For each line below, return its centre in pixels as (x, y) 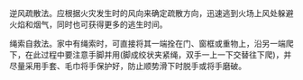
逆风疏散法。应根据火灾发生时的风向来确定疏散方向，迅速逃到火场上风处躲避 (151, 13)
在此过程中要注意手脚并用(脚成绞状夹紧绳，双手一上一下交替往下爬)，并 (158, 55)
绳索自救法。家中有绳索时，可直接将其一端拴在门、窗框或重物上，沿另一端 (147, 44)
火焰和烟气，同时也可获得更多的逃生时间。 (88, 24)
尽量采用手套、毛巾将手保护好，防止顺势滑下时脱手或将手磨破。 (128, 66)
